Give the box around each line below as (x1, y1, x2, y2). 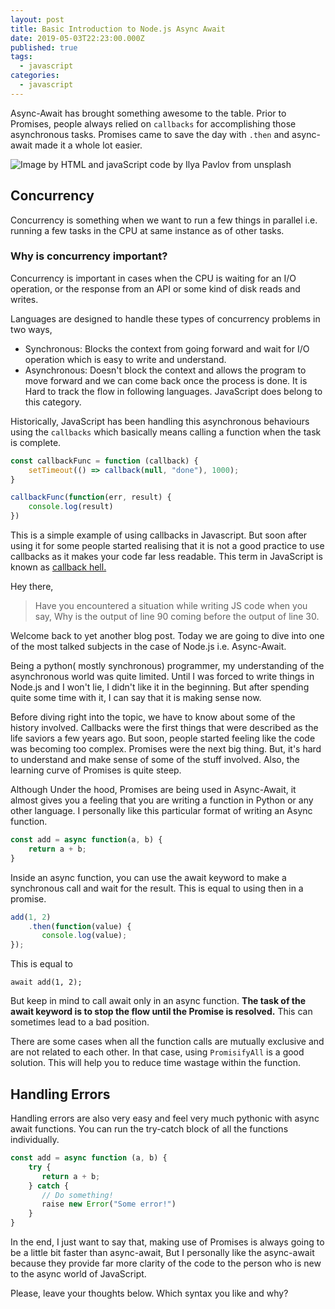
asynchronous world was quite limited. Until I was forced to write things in (10, 671, 315, 683)
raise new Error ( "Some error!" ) (41, 1199, 177, 1210)
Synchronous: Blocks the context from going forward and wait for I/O (24, 342, 310, 355)
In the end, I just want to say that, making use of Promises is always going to (10, 1236, 325, 1248)
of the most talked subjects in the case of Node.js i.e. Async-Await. (10, 641, 287, 653)
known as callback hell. (10, 561, 107, 573)
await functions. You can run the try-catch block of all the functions (10, 1123, 289, 1135)
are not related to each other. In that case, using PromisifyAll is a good (10, 1046, 305, 1058)
